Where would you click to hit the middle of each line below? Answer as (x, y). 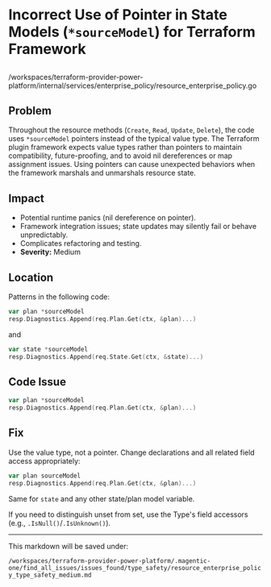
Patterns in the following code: (59, 297)
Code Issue (38, 382)
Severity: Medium (50, 252)
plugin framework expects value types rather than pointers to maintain (125, 148)
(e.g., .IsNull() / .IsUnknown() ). (60, 522)
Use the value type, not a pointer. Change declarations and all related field (132, 452)
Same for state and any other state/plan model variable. (102, 498)
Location (31, 277)
